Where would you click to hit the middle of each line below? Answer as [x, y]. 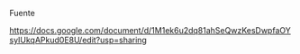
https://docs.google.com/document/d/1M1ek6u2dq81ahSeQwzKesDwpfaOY [150, 30]
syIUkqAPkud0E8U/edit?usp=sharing [78, 40]
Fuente [23, 13]
